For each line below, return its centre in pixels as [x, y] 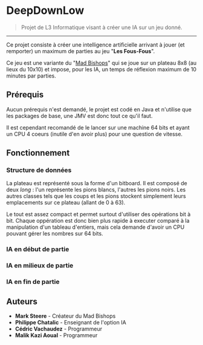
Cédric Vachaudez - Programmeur [59, 329]
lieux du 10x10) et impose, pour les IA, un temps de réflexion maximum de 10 [101, 69]
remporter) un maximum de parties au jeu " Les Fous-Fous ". [81, 51]
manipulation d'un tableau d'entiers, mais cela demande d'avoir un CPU [95, 227]
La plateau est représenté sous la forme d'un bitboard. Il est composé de [97, 183]
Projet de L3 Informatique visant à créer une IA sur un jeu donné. [101, 27]
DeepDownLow [45, 11]
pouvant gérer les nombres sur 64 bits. [55, 234]
